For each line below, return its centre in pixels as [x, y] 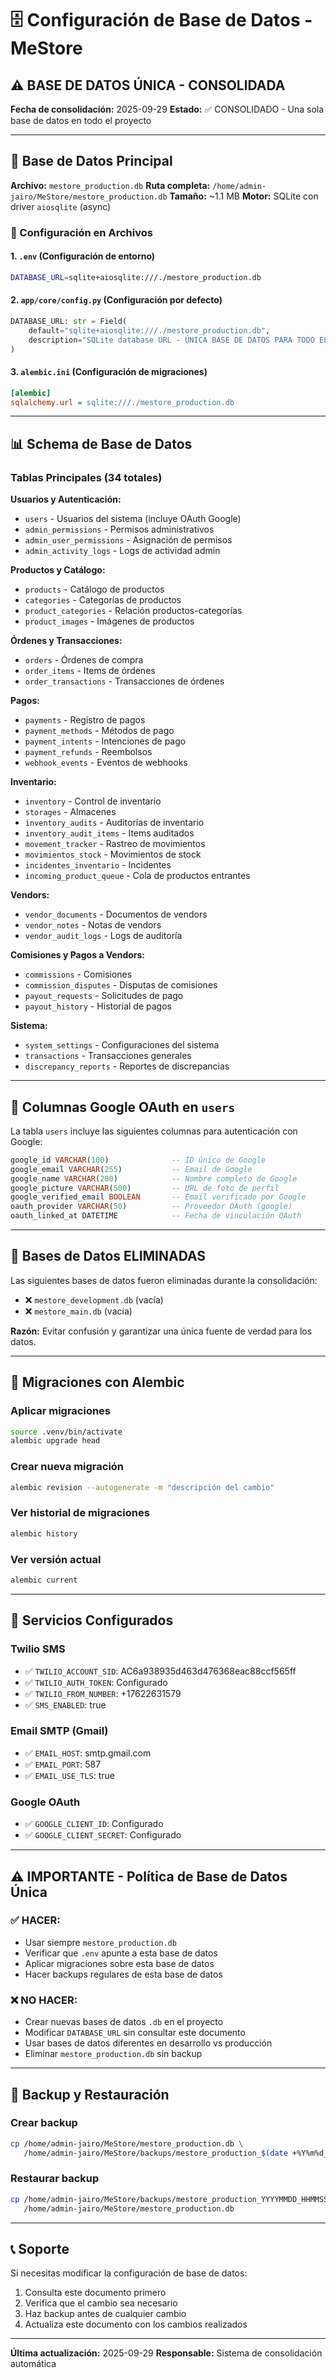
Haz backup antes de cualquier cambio [105, 2314]
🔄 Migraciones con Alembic [97, 1382]
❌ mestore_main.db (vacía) [78, 1311]
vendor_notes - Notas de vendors [93, 925]
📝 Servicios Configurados [92, 1620]
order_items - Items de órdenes [90, 671]
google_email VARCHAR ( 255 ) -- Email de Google [131, 1169]
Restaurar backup [55, 2179]
